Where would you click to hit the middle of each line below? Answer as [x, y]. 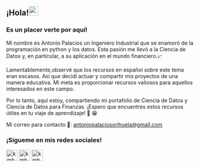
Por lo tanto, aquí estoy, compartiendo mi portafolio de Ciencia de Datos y [97, 100]
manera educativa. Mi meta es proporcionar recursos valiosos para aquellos [99, 82]
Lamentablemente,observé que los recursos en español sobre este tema [95, 70]
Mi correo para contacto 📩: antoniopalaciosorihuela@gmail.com [84, 124]
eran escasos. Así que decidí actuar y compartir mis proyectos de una [92, 76]
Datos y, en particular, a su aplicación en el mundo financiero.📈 [84, 56]
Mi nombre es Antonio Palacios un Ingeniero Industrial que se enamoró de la [100, 43]
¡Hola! [18, 13]
